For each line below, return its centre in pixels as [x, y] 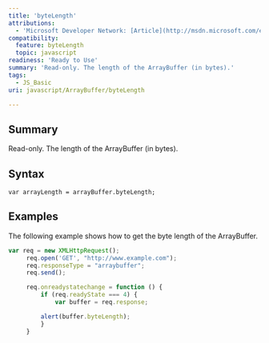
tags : [17, 75]
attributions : [32, 23]
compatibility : [34, 38]
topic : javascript [46, 53]
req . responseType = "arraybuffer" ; [86, 265]
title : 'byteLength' [43, 16]
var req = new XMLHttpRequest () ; [64, 250]
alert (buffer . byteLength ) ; [85, 317]
